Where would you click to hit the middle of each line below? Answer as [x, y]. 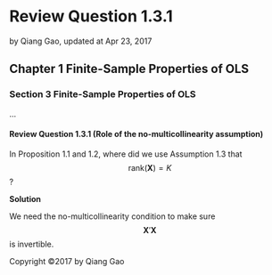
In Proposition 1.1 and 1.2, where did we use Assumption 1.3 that [126, 154]
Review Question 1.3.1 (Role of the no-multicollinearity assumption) [136, 134]
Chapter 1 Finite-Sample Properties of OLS [129, 69]
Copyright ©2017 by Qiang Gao [67, 261]
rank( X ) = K [150, 167]
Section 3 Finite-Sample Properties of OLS [103, 94]
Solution [25, 198]
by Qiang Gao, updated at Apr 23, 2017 [81, 41]
